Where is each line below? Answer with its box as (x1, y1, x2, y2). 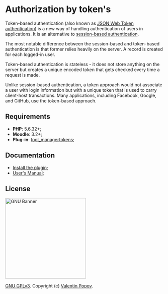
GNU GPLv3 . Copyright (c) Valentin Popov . (5, 283, 93, 289)
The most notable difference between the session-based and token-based (5, 40, 160, 46)
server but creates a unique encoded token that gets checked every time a (5, 67, 160, 73)
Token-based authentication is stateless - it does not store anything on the (5, 61, 160, 67)
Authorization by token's (5, 4, 111, 15)
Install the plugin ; (12, 164, 49, 170)
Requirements (5, 112, 50, 121)
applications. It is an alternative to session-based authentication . (5, 31, 139, 37)
